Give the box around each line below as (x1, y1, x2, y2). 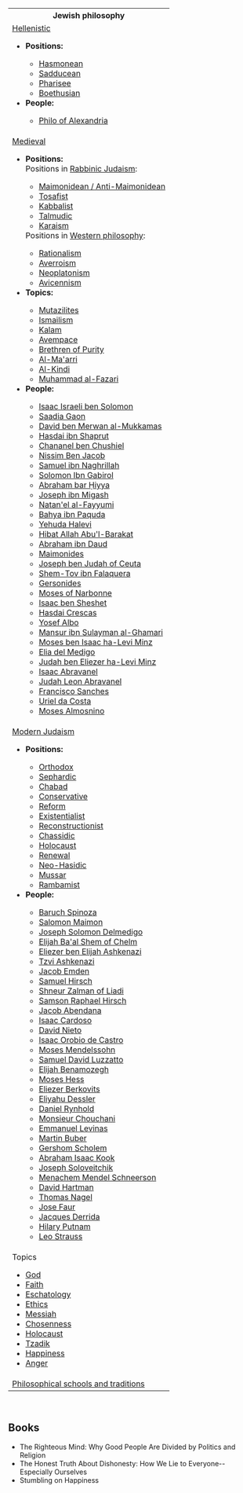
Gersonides (38, 578, 82, 589)
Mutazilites (38, 305, 79, 315)
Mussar (38, 870, 67, 880)
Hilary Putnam (38, 1221, 91, 1232)
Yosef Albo (38, 617, 79, 628)
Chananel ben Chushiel (38, 440, 125, 451)
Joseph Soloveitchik (38, 1162, 114, 1173)
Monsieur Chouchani (38, 1113, 116, 1124)
